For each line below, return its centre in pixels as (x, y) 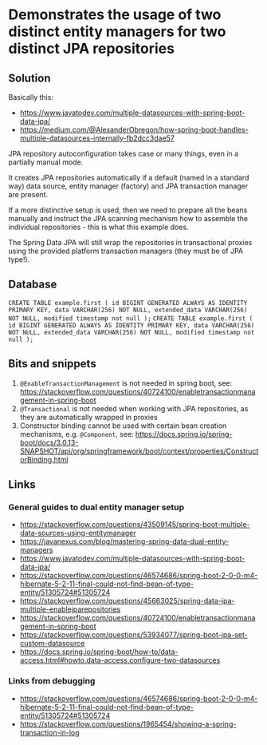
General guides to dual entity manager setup (96, 507)
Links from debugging (52, 681)
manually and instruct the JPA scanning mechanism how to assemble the (128, 218)
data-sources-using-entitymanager (78, 533)
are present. (28, 194)
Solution (29, 78)
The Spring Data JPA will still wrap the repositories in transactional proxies (130, 242)
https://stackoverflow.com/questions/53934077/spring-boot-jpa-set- (134, 635)
